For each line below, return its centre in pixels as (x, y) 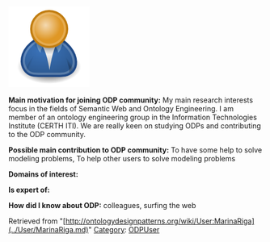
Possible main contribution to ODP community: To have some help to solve (135, 150)
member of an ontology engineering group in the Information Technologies (133, 117)
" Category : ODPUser (124, 229)
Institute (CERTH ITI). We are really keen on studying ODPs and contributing (135, 126)
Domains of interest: (43, 174)
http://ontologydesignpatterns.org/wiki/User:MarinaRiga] (160, 221)
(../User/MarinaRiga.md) (49, 229)
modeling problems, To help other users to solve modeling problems (122, 159)
